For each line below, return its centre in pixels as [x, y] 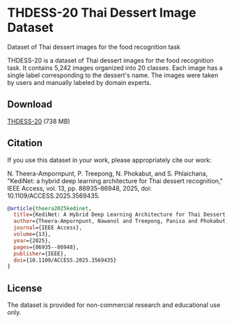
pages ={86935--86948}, [46, 247]
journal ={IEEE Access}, [48, 228]
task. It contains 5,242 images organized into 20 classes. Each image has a [115, 68]
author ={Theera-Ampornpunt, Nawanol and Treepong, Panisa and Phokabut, [121, 221]
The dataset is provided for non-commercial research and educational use [114, 305]
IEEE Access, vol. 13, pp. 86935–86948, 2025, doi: [79, 188]
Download [30, 105]
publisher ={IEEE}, [40, 253]
